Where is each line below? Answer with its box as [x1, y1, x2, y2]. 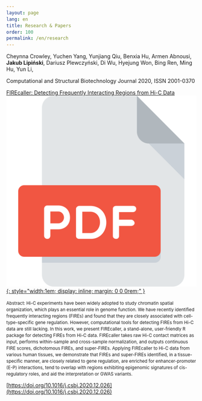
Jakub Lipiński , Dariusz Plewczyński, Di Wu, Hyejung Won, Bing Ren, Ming [6, 59, 193, 67]
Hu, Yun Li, [6, 65, 34, 73]
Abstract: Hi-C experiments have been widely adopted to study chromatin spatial [6, 300, 174, 307]
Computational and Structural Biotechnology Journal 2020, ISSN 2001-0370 [6, 78, 195, 85]
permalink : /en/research [6, 35, 69, 42]
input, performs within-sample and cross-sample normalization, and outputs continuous [6, 339, 188, 345]
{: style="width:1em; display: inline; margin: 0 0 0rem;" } [6, 288, 145, 295]
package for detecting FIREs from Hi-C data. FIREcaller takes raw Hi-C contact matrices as [6, 333, 194, 339]
